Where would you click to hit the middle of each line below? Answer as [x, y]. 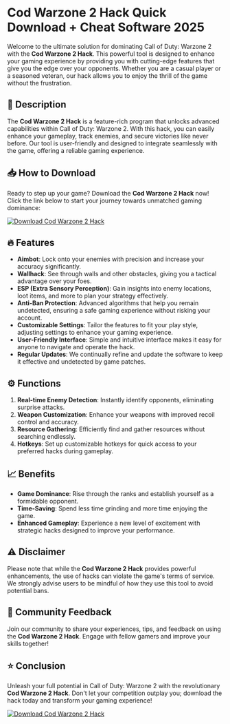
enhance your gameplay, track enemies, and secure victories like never [108, 136]
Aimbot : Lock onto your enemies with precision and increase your [111, 259]
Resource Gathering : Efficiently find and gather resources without [111, 429]
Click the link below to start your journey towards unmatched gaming [105, 200]
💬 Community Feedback [59, 612]
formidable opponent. [48, 501]
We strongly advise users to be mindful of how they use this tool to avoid [110, 583]
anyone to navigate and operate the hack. [76, 347]
